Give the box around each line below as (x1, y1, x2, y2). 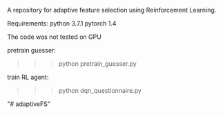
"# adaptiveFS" (7, 100, 50, 108)
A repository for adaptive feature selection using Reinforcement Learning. (7, 6, 217, 14)
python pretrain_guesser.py (58, 60, 137, 68)
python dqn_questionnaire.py (58, 87, 142, 94)
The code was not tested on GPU (7, 33, 101, 41)
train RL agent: (7, 73, 49, 81)
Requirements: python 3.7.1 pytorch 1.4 (7, 19, 117, 27)
